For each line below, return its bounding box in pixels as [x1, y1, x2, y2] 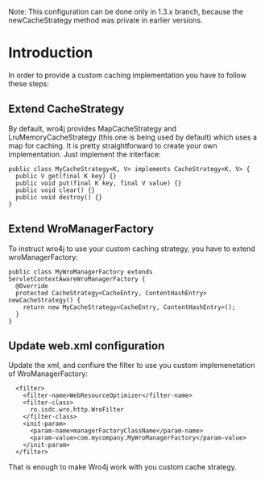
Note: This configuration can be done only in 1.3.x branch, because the [8, 7, 244, 16]
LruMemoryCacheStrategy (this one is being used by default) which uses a [8, 132, 258, 142]
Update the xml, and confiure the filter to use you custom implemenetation [8, 361, 255, 370]
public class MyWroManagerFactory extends [8, 268, 153, 276]
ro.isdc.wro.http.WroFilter [29, 406, 125, 414]
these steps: [8, 78, 50, 88]
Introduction [8, 44, 93, 62]
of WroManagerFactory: [8, 369, 89, 378]
